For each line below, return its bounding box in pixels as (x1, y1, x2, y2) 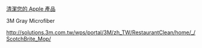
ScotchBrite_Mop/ (6, 35, 51, 42)
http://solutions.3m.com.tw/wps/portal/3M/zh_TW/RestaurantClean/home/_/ (6, 29, 196, 36)
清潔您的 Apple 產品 (6, 5, 56, 12)
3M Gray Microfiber (6, 17, 55, 24)
